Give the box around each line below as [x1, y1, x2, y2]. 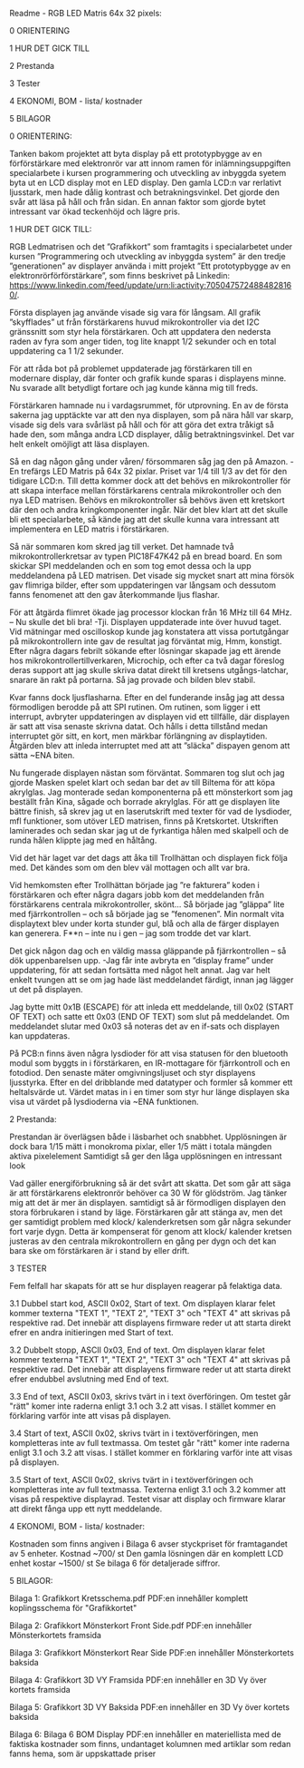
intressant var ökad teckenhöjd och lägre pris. [9, 206, 181, 217]
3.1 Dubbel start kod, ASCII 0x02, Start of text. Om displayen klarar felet [9, 1298, 276, 1309]
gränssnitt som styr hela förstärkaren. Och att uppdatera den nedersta [9, 327, 271, 337]
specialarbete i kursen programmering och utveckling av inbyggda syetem [9, 168, 287, 178]
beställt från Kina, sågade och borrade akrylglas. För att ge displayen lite [9, 796, 280, 806]
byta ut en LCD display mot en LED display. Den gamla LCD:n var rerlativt [9, 177, 282, 188]
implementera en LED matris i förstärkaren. [9, 523, 169, 534]
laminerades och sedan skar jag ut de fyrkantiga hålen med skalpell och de [9, 825, 290, 835]
